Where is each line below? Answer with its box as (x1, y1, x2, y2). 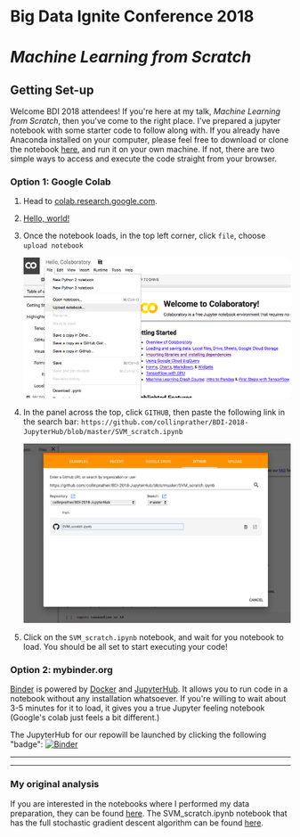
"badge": (10, 739, 44, 750)
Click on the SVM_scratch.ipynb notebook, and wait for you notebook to (22, 631, 284, 643)
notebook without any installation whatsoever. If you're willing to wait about (10, 693, 287, 704)
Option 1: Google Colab (10, 176, 111, 188)
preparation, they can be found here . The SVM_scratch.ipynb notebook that (10, 808, 288, 818)
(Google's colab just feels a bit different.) (10, 712, 160, 723)
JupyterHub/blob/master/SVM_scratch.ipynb (22, 428, 183, 437)
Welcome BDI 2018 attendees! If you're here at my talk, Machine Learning (10, 106, 281, 117)
